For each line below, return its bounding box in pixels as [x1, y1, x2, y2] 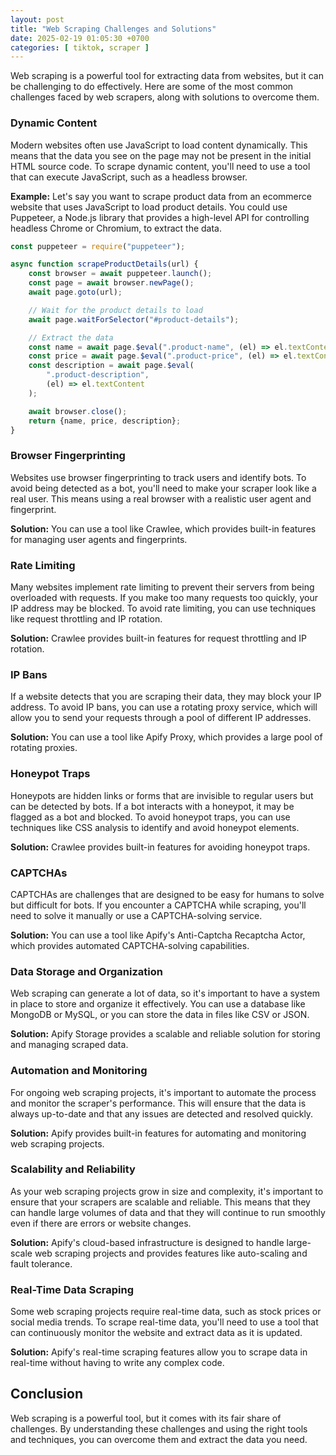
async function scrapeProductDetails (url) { [10, 259, 199, 270]
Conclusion [10, 1386, 84, 1403]
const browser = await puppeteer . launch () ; [28, 269, 213, 279]
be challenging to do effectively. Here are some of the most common [10, 81, 294, 93]
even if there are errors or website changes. [10, 1217, 192, 1229]
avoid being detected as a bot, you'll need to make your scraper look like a [10, 482, 317, 494]
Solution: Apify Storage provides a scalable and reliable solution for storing [10, 1028, 321, 1040]
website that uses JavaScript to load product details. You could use [10, 201, 288, 213]
